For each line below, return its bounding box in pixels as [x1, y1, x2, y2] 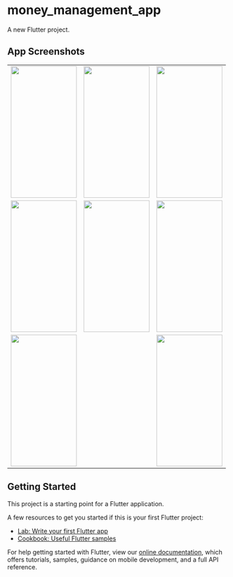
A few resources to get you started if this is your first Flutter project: [7, 513, 204, 522]
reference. [7, 562, 37, 571]
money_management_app [7, 2, 161, 18]
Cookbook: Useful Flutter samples [17, 534, 116, 543]
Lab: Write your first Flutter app [17, 526, 109, 535]
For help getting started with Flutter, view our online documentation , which [7, 548, 223, 556]
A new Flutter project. [7, 25, 70, 34]
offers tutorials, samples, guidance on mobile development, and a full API [7, 555, 219, 564]
